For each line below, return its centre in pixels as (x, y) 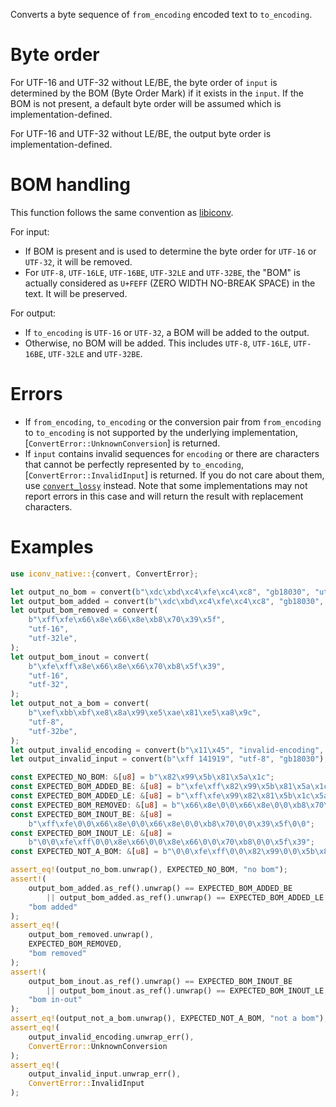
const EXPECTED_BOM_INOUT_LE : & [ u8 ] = (91, 833)
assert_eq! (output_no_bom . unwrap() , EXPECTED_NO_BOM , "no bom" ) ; (149, 870)
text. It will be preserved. (76, 293)
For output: (33, 313)
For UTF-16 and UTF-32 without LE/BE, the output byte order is (141, 133)
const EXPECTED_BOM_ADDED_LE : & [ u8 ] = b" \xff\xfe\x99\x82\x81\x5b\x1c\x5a (169, 796)
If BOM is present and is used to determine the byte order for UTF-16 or (170, 251)
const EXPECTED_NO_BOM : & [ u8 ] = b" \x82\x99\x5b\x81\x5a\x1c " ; (142, 777)
